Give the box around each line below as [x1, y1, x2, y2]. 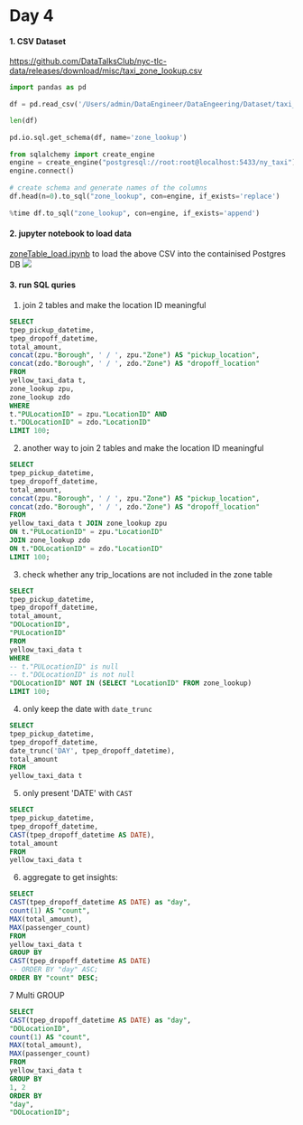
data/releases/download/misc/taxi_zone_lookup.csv [9, 65, 203, 77]
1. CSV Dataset [9, 35, 66, 46]
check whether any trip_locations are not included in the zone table [22, 568, 273, 579]
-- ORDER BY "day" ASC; [9, 965, 99, 974]
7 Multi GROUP [9, 989, 65, 1000]
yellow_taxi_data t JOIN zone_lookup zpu [9, 519, 168, 529]
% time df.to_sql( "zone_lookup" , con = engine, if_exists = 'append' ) [9, 209, 260, 218]
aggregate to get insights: [22, 872, 119, 883]
